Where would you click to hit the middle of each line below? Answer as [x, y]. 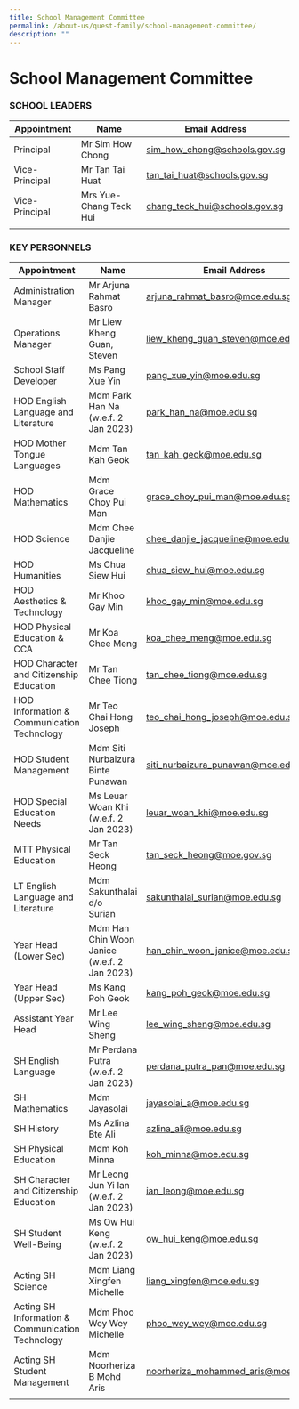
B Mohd [105, 1377]
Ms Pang [107, 370]
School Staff [40, 370]
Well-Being [38, 1244]
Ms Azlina [109, 1123]
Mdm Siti [107, 749]
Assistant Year [44, 1018]
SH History [36, 1129]
